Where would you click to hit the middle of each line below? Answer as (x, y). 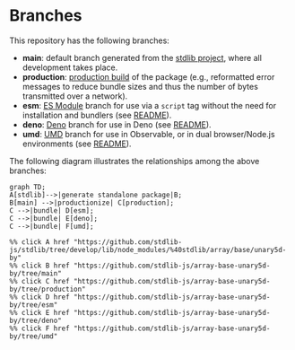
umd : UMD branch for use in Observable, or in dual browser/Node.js (148, 134)
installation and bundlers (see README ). (97, 115)
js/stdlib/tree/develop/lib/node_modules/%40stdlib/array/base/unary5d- (148, 249)
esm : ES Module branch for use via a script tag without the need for (149, 105)
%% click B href (39, 266)
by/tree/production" (48, 289)
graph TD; (28, 187)
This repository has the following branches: (90, 40)
